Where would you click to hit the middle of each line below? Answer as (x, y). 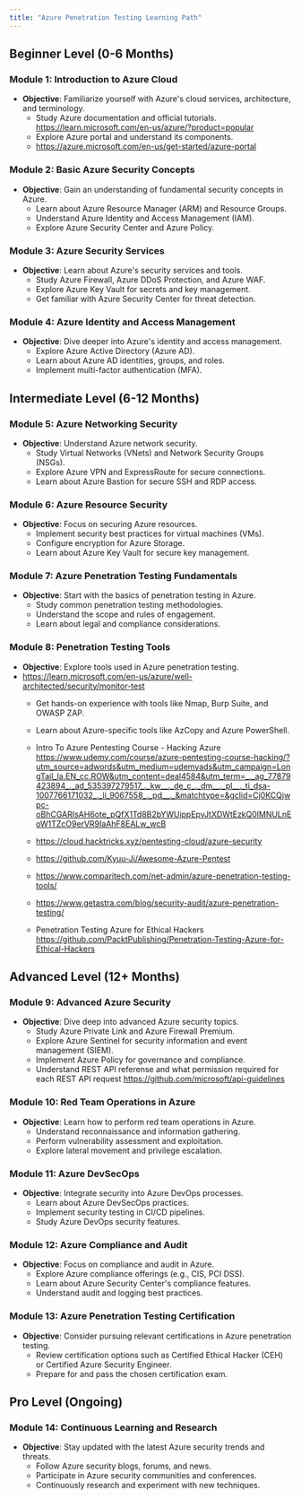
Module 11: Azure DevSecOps (75, 1174)
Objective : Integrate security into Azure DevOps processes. (133, 1193)
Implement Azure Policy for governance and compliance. (141, 1060)
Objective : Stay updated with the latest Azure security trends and (143, 1447)
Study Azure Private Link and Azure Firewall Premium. (135, 1031)
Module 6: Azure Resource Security (89, 505)
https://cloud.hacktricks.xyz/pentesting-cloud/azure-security (149, 841)
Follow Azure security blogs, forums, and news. (124, 1466)
